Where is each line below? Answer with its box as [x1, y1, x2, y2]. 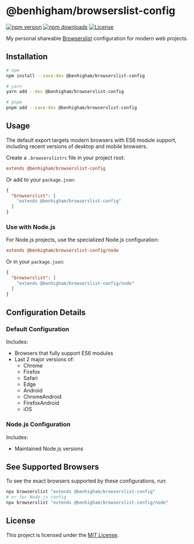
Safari [23, 375, 38, 382]
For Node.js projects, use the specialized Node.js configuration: [6, 236, 160, 244]
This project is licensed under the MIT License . [6, 531, 119, 538]
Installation [6, 52, 48, 62]
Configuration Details [6, 307, 86, 317]
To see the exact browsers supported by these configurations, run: [6, 477, 167, 484]
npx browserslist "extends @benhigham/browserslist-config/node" [6, 499, 168, 506]
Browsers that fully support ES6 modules [14, 350, 113, 357]
